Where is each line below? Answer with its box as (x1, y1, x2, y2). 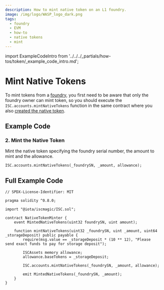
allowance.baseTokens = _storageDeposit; (23, 254, 109, 260)
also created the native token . (5, 107, 66, 114)
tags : (5, 16, 16, 21)
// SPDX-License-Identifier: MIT (5, 190, 74, 194)
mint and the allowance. (5, 153, 54, 159)
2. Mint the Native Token (5, 137, 65, 144)
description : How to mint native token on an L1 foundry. (5, 7, 127, 12)
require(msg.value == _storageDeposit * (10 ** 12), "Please (23, 237, 151, 242)
